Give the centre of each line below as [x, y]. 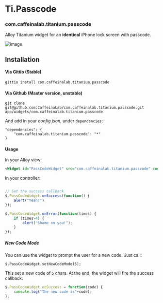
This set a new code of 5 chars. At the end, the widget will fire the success [80, 273]
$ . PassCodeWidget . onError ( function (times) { [51, 214]
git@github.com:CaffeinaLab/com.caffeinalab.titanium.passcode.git [75, 108]
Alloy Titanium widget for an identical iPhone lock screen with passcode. [78, 35]
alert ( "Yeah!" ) [29, 201]
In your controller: [23, 178]
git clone [15, 103]
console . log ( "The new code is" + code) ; [53, 292]
